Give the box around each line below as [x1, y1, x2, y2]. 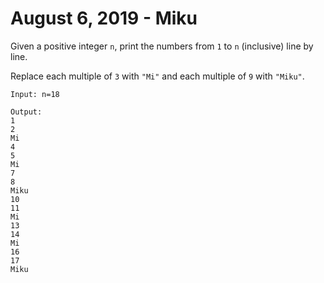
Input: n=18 [10, 89, 60, 99]
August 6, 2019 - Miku [10, 7, 198, 30]
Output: [10, 107, 43, 117]
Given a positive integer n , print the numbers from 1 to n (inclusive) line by [10, 40, 314, 52]
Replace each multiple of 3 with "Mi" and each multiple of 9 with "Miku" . [10, 70, 305, 82]
